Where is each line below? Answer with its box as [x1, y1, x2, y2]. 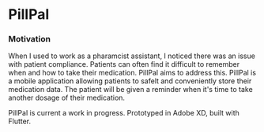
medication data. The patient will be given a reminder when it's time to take [8, 85, 253, 94]
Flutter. [8, 116, 32, 126]
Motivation [8, 34, 51, 45]
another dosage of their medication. [8, 93, 125, 103]
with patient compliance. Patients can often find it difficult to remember [8, 60, 239, 69]
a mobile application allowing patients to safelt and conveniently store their [8, 76, 252, 86]
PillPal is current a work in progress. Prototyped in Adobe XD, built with [8, 108, 239, 118]
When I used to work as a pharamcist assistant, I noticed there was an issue [8, 51, 255, 60]
